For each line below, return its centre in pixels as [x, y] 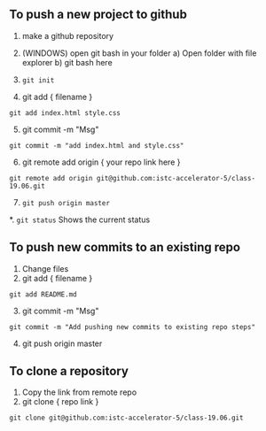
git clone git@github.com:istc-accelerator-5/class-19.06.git [126, 418]
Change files [45, 268]
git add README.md [43, 294]
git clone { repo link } [60, 402]
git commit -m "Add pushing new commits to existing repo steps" [132, 327]
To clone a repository [69, 371]
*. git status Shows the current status [80, 219]
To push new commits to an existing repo [125, 247]
